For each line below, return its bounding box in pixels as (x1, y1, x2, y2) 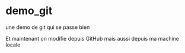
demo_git (5, 4, 53, 18)
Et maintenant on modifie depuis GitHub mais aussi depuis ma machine (5, 35, 179, 42)
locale (5, 41, 21, 48)
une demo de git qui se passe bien (5, 24, 90, 31)
